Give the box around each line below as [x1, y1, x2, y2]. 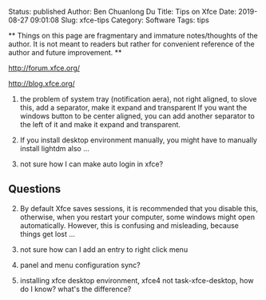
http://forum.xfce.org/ [8, 63, 81, 73]
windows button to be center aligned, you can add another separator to [19, 111, 256, 121]
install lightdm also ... [19, 144, 90, 153]
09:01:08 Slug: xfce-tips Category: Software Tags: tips [30, 15, 209, 25]
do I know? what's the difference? [19, 284, 132, 294]
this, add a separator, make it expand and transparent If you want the [19, 103, 248, 112]
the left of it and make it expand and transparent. [19, 120, 181, 129]
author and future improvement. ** [8, 48, 122, 57]
